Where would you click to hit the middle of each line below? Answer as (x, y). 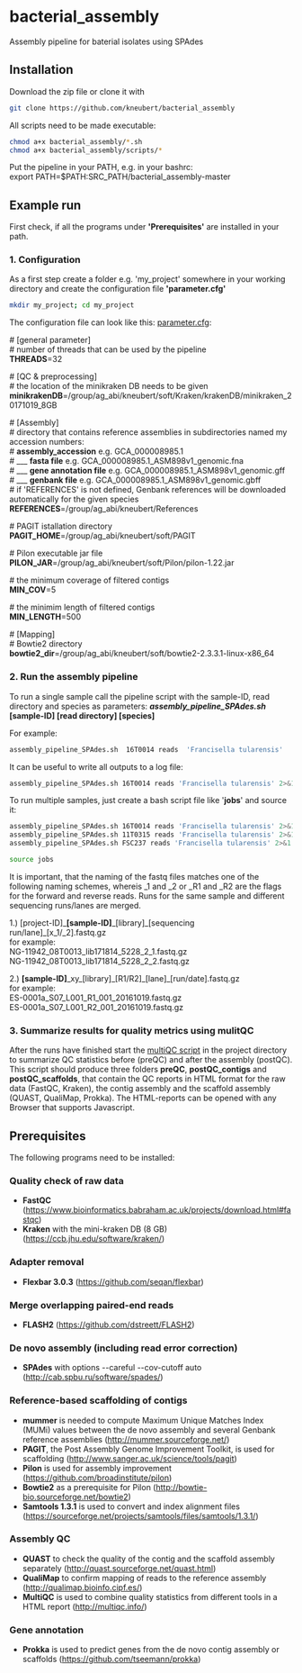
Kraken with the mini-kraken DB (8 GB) (95, 1229)
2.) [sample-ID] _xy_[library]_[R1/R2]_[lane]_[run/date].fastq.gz (124, 978)
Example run (45, 205)
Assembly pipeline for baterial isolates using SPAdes (107, 41)
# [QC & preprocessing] (53, 376)
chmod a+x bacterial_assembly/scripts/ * (86, 150)
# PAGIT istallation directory (61, 526)
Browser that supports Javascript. (72, 1108)
